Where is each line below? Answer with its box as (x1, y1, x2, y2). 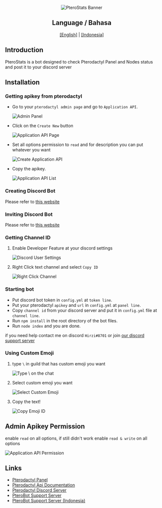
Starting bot (5, 286, 34, 293)
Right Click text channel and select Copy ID (12, 264, 98, 270)
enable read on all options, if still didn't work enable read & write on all (5, 435, 147, 441)
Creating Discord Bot (5, 188, 55, 194)
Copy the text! (12, 399, 41, 404)
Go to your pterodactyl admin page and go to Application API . (12, 104, 138, 110)
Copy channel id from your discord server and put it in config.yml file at (12, 307, 157, 313)
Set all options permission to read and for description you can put (12, 142, 144, 148)
